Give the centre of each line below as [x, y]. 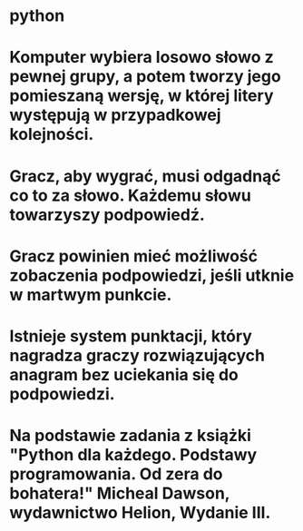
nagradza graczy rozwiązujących [137, 355]
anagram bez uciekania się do [124, 374]
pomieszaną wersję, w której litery [142, 96]
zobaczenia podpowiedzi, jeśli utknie [152, 275]
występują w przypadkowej [115, 115]
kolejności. [52, 135]
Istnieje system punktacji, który [131, 336]
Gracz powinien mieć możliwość [134, 256]
